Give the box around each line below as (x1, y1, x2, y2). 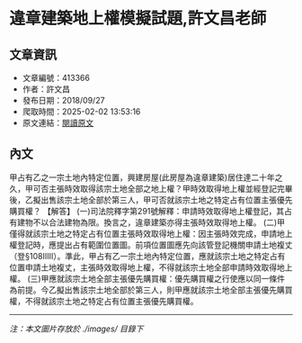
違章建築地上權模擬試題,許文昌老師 (9, 8, 267, 29)
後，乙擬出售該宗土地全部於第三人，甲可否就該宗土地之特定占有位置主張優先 (9, 194, 293, 205)
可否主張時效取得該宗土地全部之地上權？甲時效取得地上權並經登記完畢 (32, 183, 293, 194)
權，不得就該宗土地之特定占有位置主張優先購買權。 (9, 295, 199, 306)
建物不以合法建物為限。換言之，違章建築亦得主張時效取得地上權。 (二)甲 (16, 217, 286, 228)
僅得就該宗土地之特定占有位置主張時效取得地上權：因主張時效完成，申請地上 (9, 228, 293, 239)
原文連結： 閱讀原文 (22, 118, 94, 128)
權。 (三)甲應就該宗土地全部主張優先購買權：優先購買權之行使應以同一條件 (9, 273, 286, 284)
